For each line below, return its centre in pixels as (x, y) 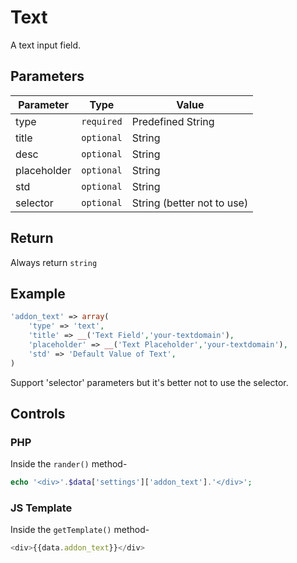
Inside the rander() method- (69, 464)
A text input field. (46, 45)
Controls (38, 414)
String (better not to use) (190, 203)
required (102, 121)
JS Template (41, 508)
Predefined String (173, 121)
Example (38, 293)
